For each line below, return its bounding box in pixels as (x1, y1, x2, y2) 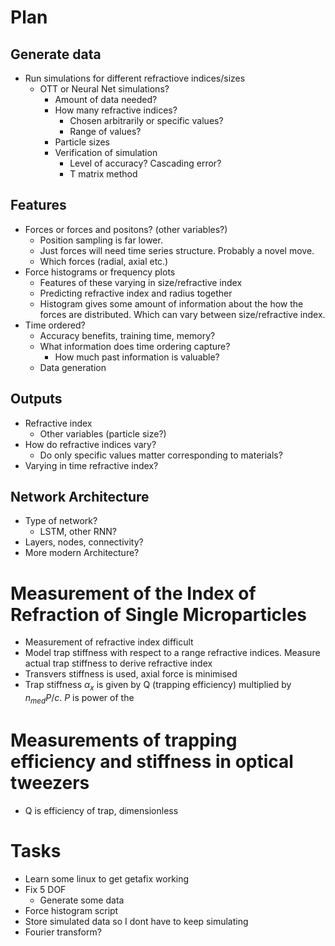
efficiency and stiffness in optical (10, 751, 294, 773)
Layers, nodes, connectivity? (24, 536, 144, 548)
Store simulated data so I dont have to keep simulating (24, 915, 249, 927)
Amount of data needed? (54, 94, 158, 105)
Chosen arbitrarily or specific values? (69, 115, 224, 126)
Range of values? (69, 126, 142, 137)
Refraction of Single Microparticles (10, 603, 308, 626)
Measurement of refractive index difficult (24, 636, 194, 648)
